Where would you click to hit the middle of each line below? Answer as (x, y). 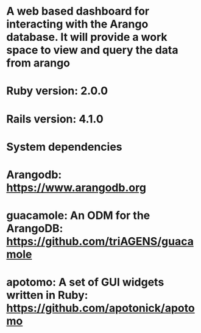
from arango (38, 63)
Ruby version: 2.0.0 (57, 91)
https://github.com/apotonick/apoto (100, 308)
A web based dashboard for (78, 11)
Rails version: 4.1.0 (55, 119)
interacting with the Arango (77, 24)
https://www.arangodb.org (76, 188)
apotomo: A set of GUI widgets (85, 282)
